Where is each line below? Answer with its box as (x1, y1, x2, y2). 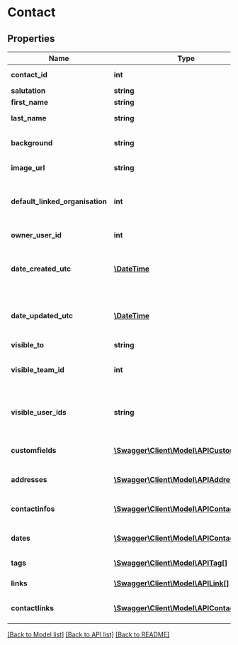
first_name (11, 97, 48, 107)
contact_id (11, 70, 47, 79)
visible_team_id (11, 365, 65, 374)
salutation (11, 86, 46, 96)
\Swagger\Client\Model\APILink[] (113, 578, 229, 588)
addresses (11, 475, 47, 484)
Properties (7, 33, 55, 45)
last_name (11, 113, 47, 123)
